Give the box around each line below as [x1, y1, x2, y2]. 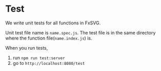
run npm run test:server [12, 54, 65, 61]
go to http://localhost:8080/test [12, 60, 85, 66]
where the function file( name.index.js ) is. [5, 35, 92, 41]
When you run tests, [5, 45, 48, 51]
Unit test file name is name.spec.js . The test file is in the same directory [5, 29, 156, 35]
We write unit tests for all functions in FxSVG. [5, 20, 101, 26]
